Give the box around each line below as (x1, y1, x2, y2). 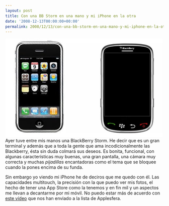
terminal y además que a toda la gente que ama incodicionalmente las (5, 143, 150, 149)
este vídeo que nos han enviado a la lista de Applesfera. (5, 195, 122, 201)
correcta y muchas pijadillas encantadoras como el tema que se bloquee (5, 159, 156, 165)
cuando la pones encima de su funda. (5, 164, 83, 170)
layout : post (5, 8, 33, 13)
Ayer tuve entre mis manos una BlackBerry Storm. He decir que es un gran (5, 138, 160, 144)
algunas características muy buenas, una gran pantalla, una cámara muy (5, 154, 156, 160)
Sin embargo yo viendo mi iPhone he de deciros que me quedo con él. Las (5, 174, 159, 180)
